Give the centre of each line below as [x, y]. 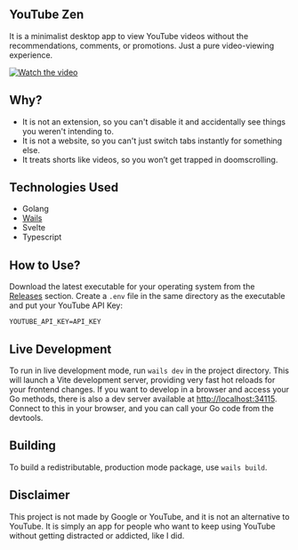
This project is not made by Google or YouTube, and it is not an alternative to [149, 516]
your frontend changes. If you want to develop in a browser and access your [149, 390]
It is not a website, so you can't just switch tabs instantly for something [152, 141]
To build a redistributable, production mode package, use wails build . [138, 467]
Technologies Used [64, 187]
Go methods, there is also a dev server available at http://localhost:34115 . [143, 399]
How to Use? [45, 265]
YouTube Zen [47, 15]
